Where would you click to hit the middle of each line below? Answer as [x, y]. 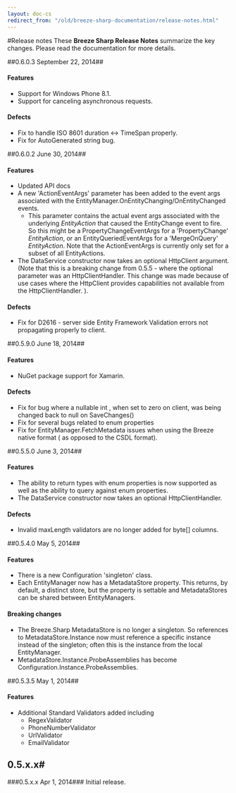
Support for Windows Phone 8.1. [64, 93]
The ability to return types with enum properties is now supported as [117, 483]
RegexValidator [50, 720]
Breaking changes [35, 614]
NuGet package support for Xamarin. [71, 375]
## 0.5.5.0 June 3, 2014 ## [45, 451]
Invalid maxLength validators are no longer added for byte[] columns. [118, 530]
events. [28, 208]
